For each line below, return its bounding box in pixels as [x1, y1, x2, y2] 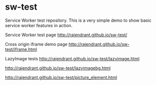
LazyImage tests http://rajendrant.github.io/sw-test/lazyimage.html [5, 56, 140, 61]
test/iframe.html [5, 46, 38, 52]
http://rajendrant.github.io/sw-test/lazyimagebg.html [5, 65, 111, 71]
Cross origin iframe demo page [5, 41, 68, 47]
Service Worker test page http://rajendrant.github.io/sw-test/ [5, 32, 128, 38]
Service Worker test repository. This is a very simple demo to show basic [5, 17, 152, 23]
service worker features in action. [5, 22, 73, 28]
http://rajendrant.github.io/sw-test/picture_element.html [5, 74, 117, 80]
